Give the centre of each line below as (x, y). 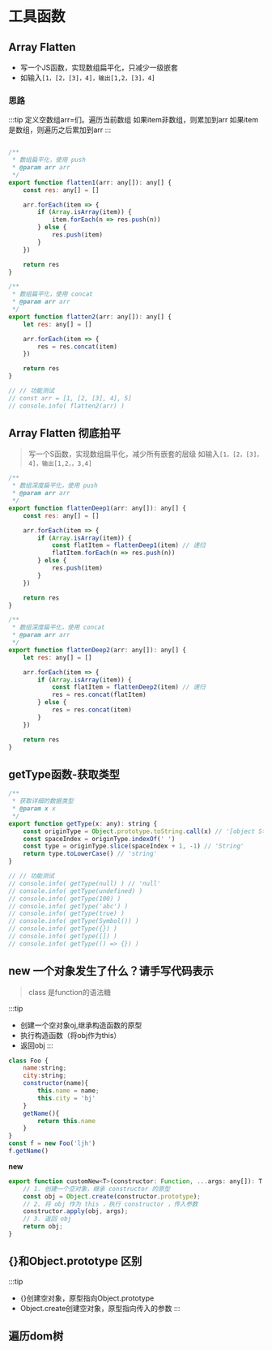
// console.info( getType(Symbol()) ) (74, 921)
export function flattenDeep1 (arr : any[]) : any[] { (97, 508)
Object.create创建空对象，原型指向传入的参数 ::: (100, 1308)
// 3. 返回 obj (47, 1219)
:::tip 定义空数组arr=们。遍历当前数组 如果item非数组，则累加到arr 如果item (134, 120)
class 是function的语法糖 (70, 992)
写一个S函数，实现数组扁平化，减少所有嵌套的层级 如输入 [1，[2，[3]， (145, 454)
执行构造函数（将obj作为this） (70, 1035)
